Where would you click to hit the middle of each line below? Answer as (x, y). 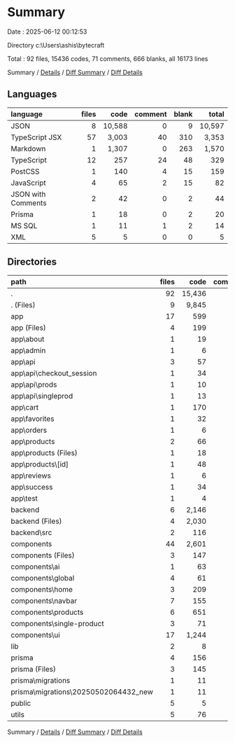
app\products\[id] (40, 464)
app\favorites (33, 419)
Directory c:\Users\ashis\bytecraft (56, 45)
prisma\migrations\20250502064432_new (82, 692)
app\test (24, 498)
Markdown (28, 148)
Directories (32, 262)
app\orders (29, 430)
